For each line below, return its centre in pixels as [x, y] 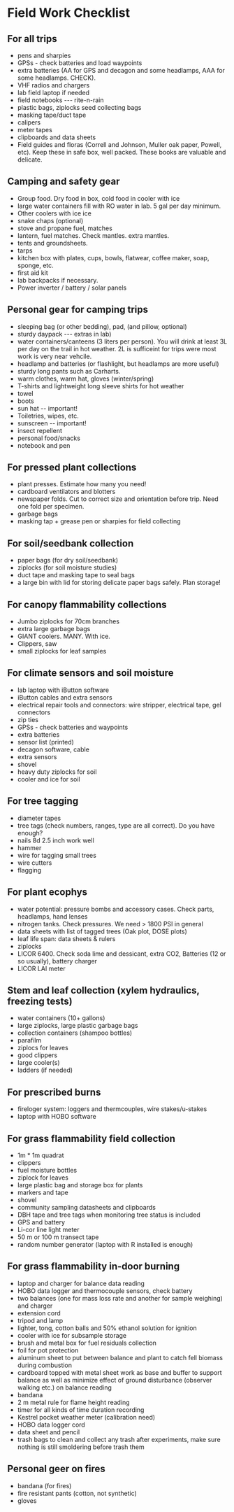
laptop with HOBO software [57, 1117]
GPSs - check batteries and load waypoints [80, 63]
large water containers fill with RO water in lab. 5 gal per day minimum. [119, 206]
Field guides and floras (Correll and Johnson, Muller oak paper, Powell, [119, 144]
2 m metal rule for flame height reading [74, 1402]
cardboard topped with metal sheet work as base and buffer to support [119, 1372]
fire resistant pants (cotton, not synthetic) [77, 1493]
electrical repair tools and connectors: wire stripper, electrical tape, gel [119, 705]
